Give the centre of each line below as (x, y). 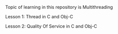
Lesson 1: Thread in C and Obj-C (39, 17)
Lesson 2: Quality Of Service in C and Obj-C (51, 26)
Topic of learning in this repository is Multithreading (59, 7)
